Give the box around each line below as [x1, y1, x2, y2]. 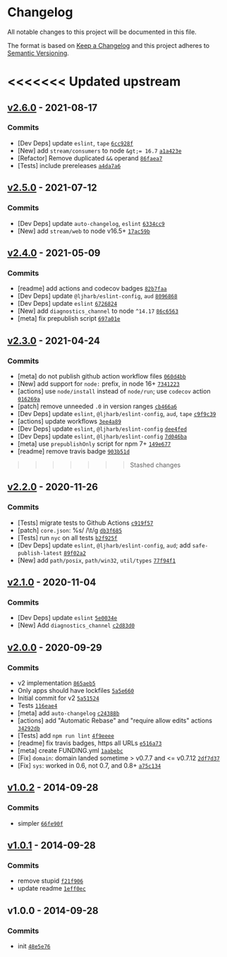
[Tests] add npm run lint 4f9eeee [17, 731, 115, 739]
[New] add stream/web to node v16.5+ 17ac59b [17, 227, 150, 235]
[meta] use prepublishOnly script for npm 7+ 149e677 [17, 439, 171, 448]
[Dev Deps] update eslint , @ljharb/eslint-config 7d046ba [17, 432, 188, 440]
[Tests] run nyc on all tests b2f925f [17, 533, 118, 542]
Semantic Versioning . [7, 49, 69, 57]
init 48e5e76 [17, 942, 51, 950]
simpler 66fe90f [17, 819, 63, 827]
